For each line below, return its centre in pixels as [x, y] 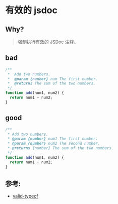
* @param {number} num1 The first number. [53, 139]
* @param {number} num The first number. [53, 79]
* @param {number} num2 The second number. [54, 144]
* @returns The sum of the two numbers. [51, 83]
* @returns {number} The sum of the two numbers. [61, 148]
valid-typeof [25, 196]
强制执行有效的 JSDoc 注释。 [48, 42]
